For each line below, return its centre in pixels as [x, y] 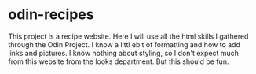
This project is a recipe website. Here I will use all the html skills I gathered [128, 36]
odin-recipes [51, 15]
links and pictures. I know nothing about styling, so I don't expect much [124, 53]
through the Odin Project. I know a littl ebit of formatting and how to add [124, 44]
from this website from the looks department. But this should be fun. [119, 61]
